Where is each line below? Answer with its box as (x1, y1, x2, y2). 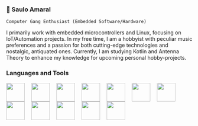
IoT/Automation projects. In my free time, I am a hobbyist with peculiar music (6, 35, 193, 43)
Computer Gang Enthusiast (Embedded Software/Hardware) (6, 19, 147, 25)
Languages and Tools (6, 69, 69, 77)
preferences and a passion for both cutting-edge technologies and (6, 41, 168, 49)
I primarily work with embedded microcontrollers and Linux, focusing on (6, 29, 181, 36)
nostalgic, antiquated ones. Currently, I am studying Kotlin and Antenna (6, 48, 179, 55)
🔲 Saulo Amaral (6, 5, 51, 14)
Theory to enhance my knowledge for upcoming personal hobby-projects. (6, 54, 187, 62)
